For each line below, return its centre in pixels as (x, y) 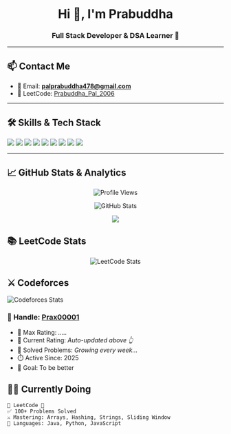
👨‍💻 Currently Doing (49, 390)
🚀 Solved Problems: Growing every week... (77, 350)
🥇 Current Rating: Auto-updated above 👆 (75, 340)
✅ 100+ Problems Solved (42, 411)
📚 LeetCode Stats (47, 241)
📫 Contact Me (39, 66)
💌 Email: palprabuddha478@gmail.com (74, 86)
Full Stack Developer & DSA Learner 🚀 (115, 36)
